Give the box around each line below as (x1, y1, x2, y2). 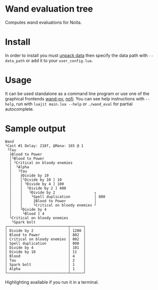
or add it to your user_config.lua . (26, 57, 93, 64)
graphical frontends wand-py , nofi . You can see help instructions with (5, 96, 145, 101)
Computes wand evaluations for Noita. (5, 19, 82, 25)
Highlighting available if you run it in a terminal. (5, 279, 99, 285)
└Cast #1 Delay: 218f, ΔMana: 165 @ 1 (5, 143, 84, 148)
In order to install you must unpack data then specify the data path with (5, 52, 148, 58)
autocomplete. (5, 106, 34, 112)
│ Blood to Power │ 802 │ (5, 232, 86, 237)
